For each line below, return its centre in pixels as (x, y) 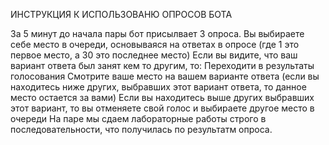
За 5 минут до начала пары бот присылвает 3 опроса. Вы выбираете (157, 33)
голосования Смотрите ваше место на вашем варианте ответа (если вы (165, 76)
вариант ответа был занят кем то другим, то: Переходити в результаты (162, 65)
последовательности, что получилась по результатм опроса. (141, 129)
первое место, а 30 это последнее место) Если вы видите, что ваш (154, 55)
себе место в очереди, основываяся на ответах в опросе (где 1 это (155, 44)
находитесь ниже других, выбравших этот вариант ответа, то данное (158, 87)
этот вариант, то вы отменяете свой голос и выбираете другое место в (162, 108)
